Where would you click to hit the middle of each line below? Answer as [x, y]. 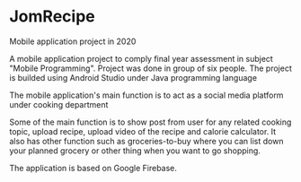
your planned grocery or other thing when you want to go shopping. [135, 151]
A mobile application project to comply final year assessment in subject [142, 58]
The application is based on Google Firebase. [93, 168]
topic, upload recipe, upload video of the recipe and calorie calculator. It [143, 131]
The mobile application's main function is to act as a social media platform [146, 95]
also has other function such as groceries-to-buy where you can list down [146, 141]
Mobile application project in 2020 [73, 41]
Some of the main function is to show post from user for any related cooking [150, 122]
